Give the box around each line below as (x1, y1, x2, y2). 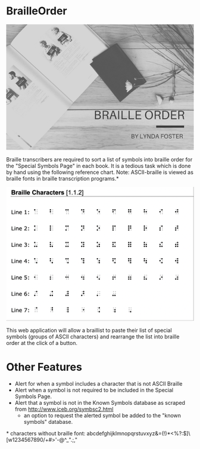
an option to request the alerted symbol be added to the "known (23, 411, 182, 419)
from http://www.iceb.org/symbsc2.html (14, 405, 114, 413)
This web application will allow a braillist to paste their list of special (6, 326, 172, 334)
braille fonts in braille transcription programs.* (6, 175, 119, 182)
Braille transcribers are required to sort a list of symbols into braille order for (6, 155, 193, 163)
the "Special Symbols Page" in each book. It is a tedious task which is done (6, 162, 191, 169)
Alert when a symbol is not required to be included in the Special (14, 386, 174, 393)
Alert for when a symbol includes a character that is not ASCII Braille (14, 380, 183, 387)
